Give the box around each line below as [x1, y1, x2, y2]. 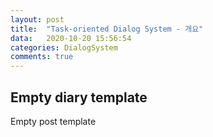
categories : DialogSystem [10, 42, 118, 53]
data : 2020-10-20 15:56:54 [10, 33, 132, 43]
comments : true [10, 52, 74, 62]
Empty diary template [10, 89, 148, 106]
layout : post [10, 14, 65, 25]
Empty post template [10, 115, 97, 127]
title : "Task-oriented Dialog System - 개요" [10, 24, 204, 34]
